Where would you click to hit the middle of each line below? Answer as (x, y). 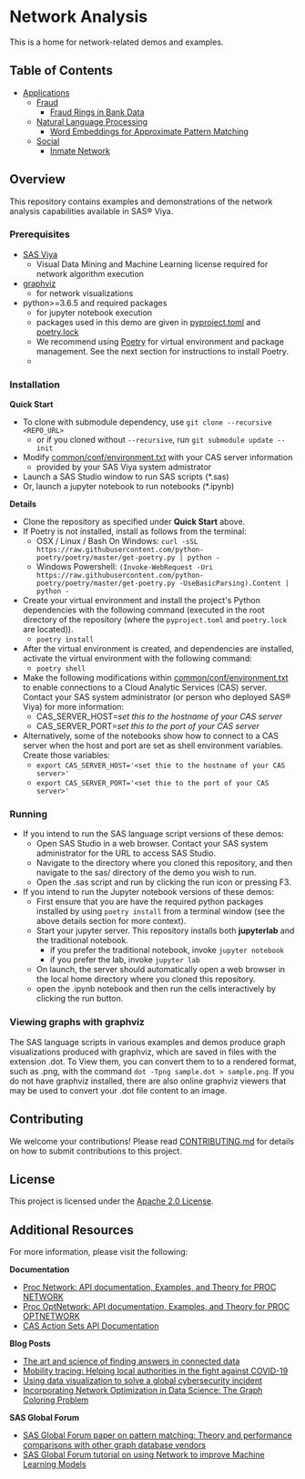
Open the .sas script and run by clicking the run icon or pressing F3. (163, 882)
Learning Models (54, 1464)
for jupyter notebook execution (94, 313)
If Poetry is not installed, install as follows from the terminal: (135, 531)
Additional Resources (71, 1230)
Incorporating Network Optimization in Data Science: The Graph (142, 1391)
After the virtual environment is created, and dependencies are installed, (158, 649)
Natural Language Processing (92, 121)
